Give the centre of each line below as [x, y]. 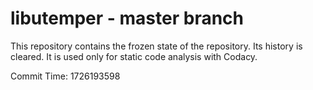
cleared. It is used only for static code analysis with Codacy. [134, 56]
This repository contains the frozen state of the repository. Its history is [156, 46]
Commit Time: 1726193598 [65, 76]
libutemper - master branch [127, 18]
